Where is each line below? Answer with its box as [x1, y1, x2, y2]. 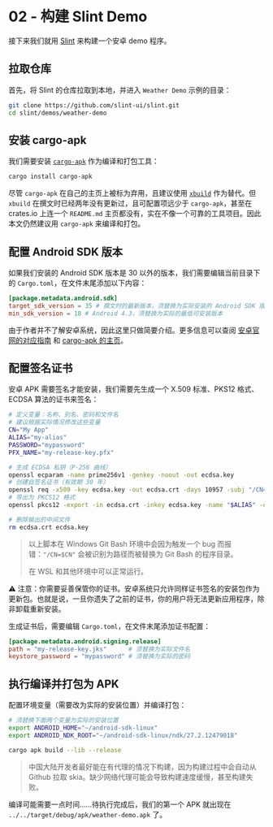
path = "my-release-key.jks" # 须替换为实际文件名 [8, 645, 191, 653]
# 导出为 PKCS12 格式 [8, 493, 76, 502]
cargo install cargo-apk [8, 172, 93, 181]
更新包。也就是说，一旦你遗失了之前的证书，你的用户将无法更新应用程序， [8, 594, 258, 604]
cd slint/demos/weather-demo [8, 109, 107, 117]
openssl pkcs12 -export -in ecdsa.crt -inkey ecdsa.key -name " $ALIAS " [8, 501, 256, 509]
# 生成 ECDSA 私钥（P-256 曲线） [8, 463, 112, 471]
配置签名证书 [8, 362, 73, 375]
